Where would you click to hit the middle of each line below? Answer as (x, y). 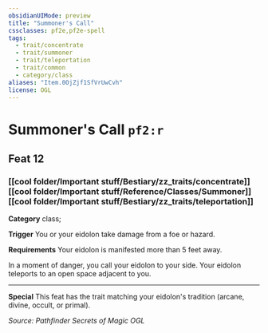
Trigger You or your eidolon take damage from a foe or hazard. (112, 234)
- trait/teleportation (53, 61)
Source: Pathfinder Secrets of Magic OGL (77, 321)
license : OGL (30, 90)
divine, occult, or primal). (49, 305)
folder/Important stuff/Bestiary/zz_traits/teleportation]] (143, 201)
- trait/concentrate (49, 46)
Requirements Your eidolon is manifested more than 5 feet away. (115, 250)
